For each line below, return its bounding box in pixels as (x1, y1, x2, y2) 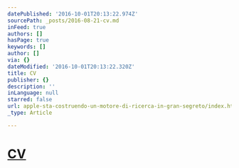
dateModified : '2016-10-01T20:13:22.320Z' (7, 63, 135, 70)
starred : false (7, 96, 53, 103)
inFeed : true (7, 23, 46, 30)
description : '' (7, 83, 55, 90)
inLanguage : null (7, 89, 59, 96)
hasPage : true (7, 37, 50, 44)
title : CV (7, 69, 37, 77)
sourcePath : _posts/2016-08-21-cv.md (7, 17, 119, 24)
